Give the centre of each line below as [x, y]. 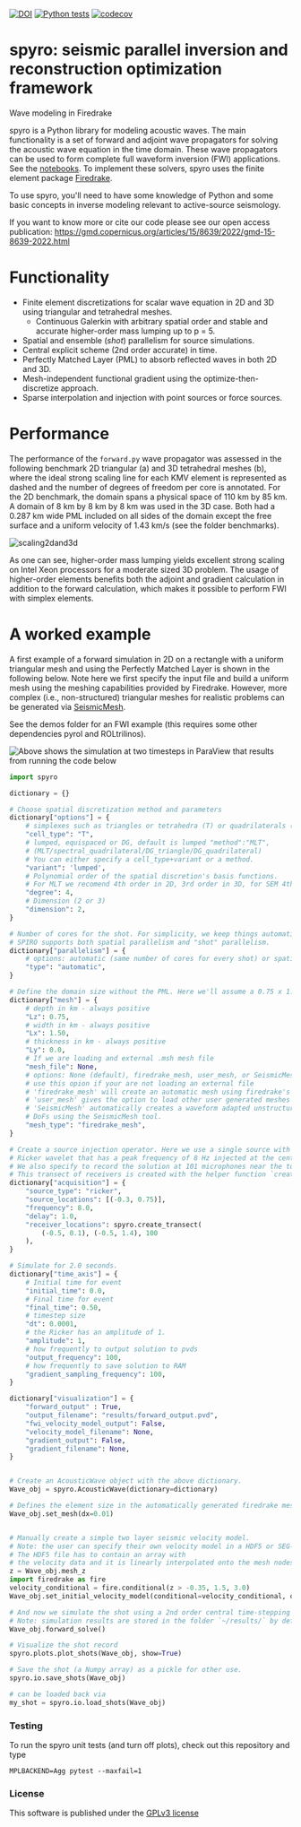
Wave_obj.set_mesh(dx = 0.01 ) [62, 1514]
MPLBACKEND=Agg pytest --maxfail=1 [76, 1771]
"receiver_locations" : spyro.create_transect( [114, 1225]
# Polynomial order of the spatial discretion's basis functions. [152, 876]
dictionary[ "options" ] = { [60, 818]
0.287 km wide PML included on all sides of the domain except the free [141, 515]
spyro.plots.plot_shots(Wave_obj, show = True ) [95, 1654]
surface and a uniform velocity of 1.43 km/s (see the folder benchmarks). [144, 525]
